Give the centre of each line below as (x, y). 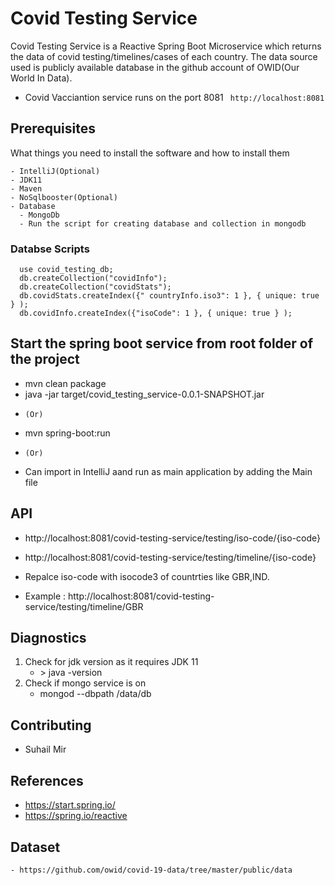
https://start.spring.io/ (70, 805)
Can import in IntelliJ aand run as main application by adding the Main (168, 471)
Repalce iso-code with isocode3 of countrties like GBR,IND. (147, 576)
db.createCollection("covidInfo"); (93, 278)
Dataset (35, 847)
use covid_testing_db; (66, 270)
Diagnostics (48, 638)
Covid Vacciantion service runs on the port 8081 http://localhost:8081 (174, 97)
